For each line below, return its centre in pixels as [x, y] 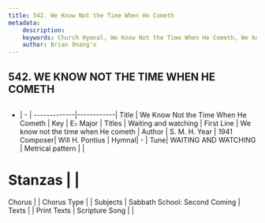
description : [44, 30]
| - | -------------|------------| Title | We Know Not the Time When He [133, 114]
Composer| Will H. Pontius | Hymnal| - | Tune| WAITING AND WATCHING [138, 139]
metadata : [24, 23]
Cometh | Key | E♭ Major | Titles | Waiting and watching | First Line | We [135, 123]
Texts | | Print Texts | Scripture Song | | [71, 210]
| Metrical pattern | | [52, 148]
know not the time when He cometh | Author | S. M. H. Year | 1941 [126, 132]
